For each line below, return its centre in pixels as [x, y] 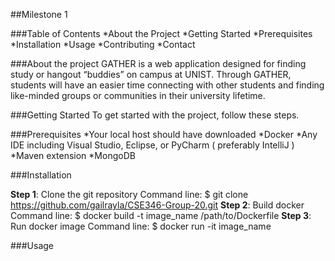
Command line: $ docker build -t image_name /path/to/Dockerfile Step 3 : [161, 215]
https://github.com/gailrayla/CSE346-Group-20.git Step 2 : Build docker [157, 205]
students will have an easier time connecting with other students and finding [167, 85]
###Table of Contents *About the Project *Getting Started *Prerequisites [161, 33]
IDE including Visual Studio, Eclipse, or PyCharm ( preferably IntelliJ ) [152, 145]
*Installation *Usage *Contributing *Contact [103, 44]
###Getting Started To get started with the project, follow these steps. [155, 115]
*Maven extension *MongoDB [73, 155]
